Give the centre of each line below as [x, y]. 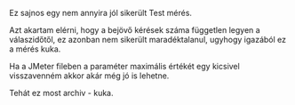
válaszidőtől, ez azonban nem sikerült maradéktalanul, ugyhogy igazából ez [148, 40]
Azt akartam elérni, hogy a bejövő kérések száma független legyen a [135, 30]
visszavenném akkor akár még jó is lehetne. [89, 76]
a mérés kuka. [35, 49]
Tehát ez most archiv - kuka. [61, 93]
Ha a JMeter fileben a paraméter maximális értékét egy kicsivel [124, 66]
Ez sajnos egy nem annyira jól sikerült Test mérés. [101, 13]
